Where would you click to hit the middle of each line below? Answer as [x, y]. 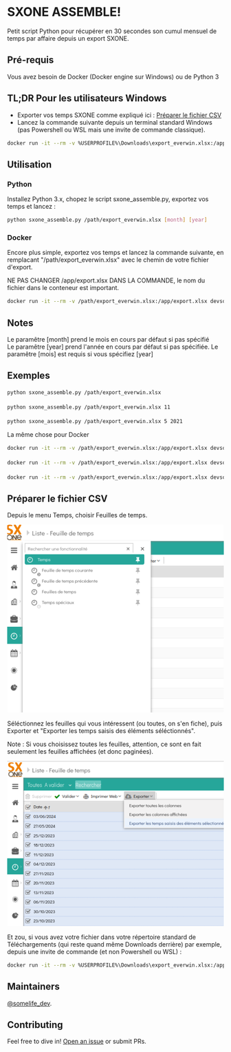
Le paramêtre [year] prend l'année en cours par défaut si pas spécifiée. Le [113, 347]
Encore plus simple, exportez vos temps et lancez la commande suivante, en [115, 253]
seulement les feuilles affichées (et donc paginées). [80, 751]
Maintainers [34, 987]
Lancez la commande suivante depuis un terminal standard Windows [115, 122]
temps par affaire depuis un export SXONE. [68, 38]
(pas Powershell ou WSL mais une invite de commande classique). [111, 130]
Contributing [35, 1025]
